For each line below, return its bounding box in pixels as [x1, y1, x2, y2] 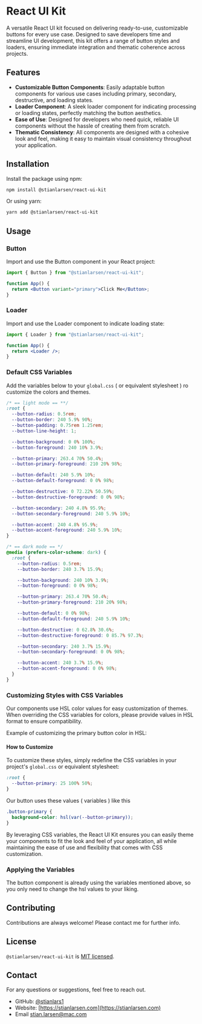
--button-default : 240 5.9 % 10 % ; [11, 472, 96, 478]
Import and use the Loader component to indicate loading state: [6, 319, 165, 327]
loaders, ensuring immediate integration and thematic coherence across [6, 44, 186, 51]
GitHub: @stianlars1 [14, 998, 65, 1005]
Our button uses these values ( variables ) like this [6, 797, 131, 804]
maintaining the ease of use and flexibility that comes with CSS [6, 844, 163, 851]
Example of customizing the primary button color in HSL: [6, 729, 147, 737]
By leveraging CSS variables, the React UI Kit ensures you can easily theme [6, 830, 194, 838]
